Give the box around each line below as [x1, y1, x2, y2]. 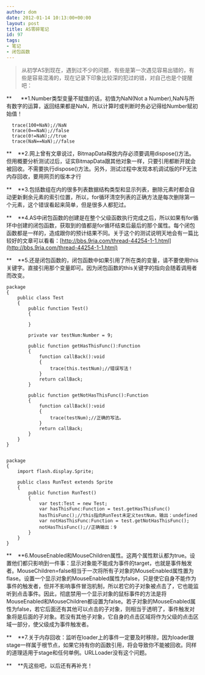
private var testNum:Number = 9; [28, 332, 113, 338]
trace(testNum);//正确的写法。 [49, 414, 124, 421]
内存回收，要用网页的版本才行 [6, 173, 81, 180]
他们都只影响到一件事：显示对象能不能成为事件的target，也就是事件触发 [11, 559, 192, 567]
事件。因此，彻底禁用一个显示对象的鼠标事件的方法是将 [27, 590, 167, 597]
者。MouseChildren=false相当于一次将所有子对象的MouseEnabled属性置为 [6, 567, 194, 574]
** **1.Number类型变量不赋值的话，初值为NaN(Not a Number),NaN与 [6, 94, 190, 102]
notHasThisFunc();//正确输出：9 [38, 524, 117, 530]
